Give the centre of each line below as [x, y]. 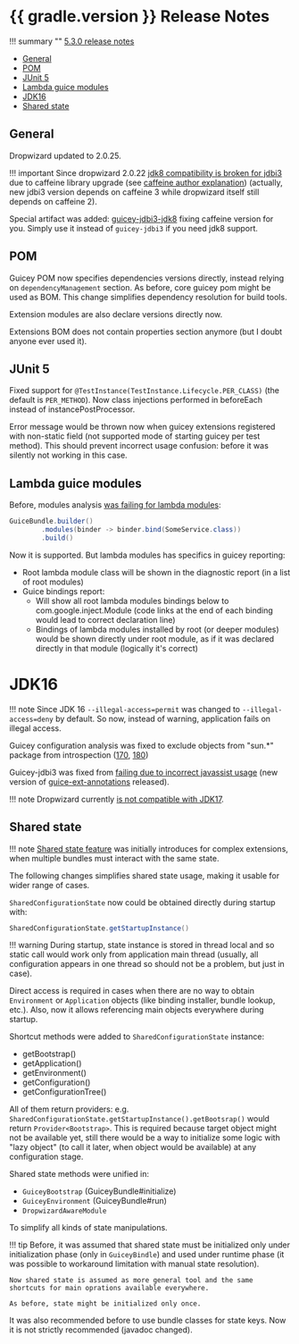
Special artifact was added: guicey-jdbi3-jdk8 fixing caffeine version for [141, 218]
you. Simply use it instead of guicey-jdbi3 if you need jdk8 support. [134, 228]
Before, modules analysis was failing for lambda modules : [115, 505]
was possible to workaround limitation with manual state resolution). [134, 1264]
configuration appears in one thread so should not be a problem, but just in [147, 964]
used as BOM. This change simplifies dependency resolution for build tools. [148, 297]
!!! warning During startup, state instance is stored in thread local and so [142, 945]
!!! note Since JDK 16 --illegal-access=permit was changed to [125, 709]
